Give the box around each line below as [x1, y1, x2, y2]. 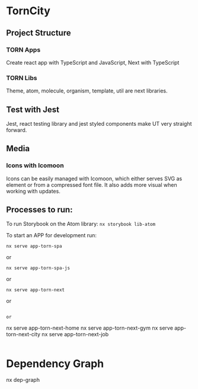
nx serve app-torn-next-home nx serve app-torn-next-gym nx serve [6, 324, 174, 331]
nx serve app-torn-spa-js [6, 265, 70, 271]
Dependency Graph [6, 357, 104, 370]
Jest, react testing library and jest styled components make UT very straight [6, 120, 192, 127]
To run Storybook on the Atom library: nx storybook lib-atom [6, 221, 156, 228]
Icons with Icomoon [6, 161, 64, 170]
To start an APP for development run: [6, 232, 97, 239]
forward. [6, 126, 27, 133]
